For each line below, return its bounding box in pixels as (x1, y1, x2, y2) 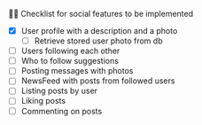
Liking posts (20, 96, 66, 106)
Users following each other (20, 45, 120, 57)
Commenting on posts (20, 105, 103, 116)
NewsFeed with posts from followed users (20, 75, 175, 86)
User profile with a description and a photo (20, 26, 178, 35)
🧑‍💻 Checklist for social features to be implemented (8, 9, 194, 19)
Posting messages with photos (20, 66, 134, 76)
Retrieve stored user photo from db (34, 35, 163, 46)
